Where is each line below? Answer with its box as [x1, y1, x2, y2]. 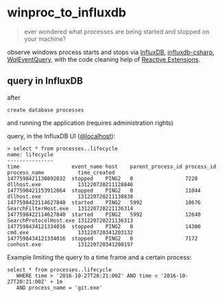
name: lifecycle [7, 151, 54, 158]
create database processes [7, 106, 84, 114]
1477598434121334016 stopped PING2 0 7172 [7, 235, 198, 242]
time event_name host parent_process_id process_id [7, 163, 216, 170]
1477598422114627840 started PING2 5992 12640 [7, 211, 201, 218]
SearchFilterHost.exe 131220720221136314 [7, 205, 134, 212]
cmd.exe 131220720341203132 [7, 229, 134, 236]
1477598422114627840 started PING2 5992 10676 [7, 199, 201, 206]
